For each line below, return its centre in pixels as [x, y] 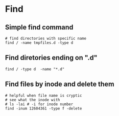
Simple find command [39, 27]
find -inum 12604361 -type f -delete [44, 108]
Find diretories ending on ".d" [51, 58]
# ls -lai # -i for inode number [39, 104]
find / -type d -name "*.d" [35, 69]
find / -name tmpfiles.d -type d [39, 43]
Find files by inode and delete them [60, 84]
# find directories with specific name [46, 38]
